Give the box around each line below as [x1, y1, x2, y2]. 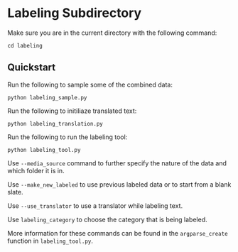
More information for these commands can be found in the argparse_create [7, 229, 229, 237]
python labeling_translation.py [7, 120, 103, 127]
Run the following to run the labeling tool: [7, 133, 128, 141]
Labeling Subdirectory [7, 5, 142, 21]
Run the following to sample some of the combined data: [7, 80, 173, 89]
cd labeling [7, 42, 43, 49]
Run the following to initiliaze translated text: [7, 106, 137, 115]
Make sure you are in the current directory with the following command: [7, 28, 217, 37]
